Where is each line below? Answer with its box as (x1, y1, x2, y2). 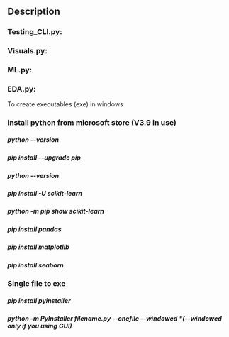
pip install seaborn (7, 260, 64, 269)
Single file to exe (7, 278, 66, 288)
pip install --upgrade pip (7, 153, 82, 162)
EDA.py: (7, 84, 37, 94)
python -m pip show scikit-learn (7, 207, 104, 216)
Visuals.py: (7, 46, 48, 56)
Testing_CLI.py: (7, 27, 62, 37)
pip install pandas (7, 225, 62, 233)
